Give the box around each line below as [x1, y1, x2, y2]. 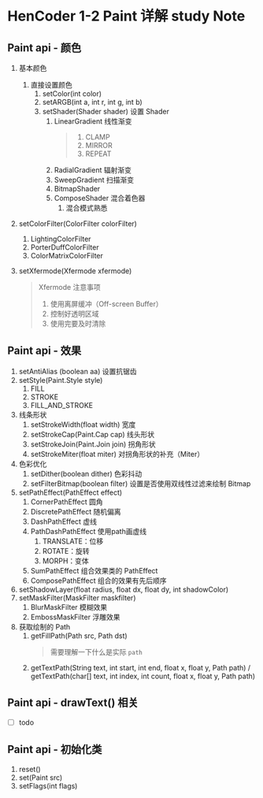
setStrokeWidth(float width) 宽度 [30, 419, 136, 429]
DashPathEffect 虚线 [30, 517, 98, 526]
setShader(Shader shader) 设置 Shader [42, 107, 170, 116]
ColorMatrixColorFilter [30, 251, 104, 260]
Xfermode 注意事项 [38, 283, 101, 291]
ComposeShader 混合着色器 [54, 194, 146, 202]
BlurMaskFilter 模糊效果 [30, 602, 108, 611]
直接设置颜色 [30, 80, 72, 89]
